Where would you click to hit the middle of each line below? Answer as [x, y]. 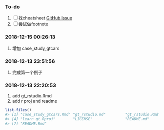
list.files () [18, 110]
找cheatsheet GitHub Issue [45, 18]
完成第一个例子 [27, 72]
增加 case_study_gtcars [36, 48]
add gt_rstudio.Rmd [32, 96]
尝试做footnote [33, 24]
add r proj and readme [35, 101]
